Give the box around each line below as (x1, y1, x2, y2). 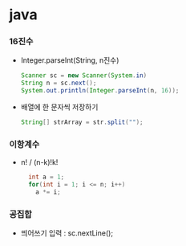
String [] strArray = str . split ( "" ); (20, 118, 144, 126)
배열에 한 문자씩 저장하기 (20, 102, 99, 112)
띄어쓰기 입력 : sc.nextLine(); (20, 228, 114, 238)
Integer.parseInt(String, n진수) (20, 55, 119, 65)
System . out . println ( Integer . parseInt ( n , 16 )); (20, 87, 180, 95)
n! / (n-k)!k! (20, 158, 59, 167)
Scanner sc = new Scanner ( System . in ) (20, 72, 148, 80)
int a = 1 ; (28, 173, 65, 182)
